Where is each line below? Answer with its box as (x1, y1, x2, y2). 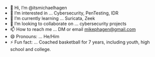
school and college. (10, 46, 51, 52)
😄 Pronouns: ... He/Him (10, 33, 60, 39)
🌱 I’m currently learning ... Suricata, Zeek (10, 15, 95, 21)
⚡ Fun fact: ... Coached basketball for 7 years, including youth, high (10, 39, 150, 45)
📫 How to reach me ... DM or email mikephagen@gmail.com (10, 26, 136, 32)
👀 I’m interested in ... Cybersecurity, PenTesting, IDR (10, 10, 119, 16)
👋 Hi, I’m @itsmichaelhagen (10, 5, 67, 10)
